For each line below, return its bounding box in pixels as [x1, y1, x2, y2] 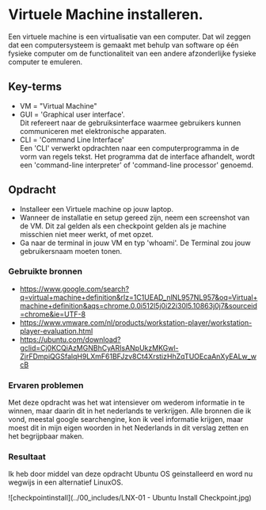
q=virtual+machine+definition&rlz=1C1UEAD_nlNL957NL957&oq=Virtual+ [19, 292, 258, 302]
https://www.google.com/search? [19, 284, 129, 293]
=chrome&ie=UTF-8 [19, 309, 85, 319]
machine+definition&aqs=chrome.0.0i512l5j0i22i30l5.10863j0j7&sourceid [19, 301, 257, 310]
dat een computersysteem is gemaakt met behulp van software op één [8, 40, 239, 49]
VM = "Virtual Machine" [19, 101, 97, 110]
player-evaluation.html [19, 326, 93, 336]
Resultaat [8, 451, 46, 462]
